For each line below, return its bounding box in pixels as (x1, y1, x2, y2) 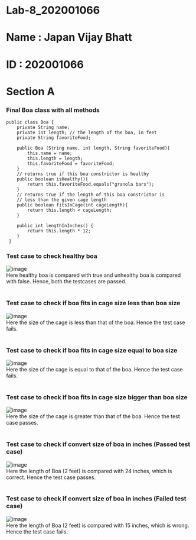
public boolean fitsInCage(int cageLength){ (17, 202, 128, 208)
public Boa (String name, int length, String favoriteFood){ (17, 145, 170, 151)
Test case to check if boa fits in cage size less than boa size (6, 299, 181, 308)
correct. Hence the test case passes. (6, 474, 96, 481)
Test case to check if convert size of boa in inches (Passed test (6, 440, 191, 448)
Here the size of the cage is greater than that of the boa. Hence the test (6, 413, 180, 420)
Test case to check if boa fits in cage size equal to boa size (6, 346, 178, 354)
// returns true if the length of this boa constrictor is (17, 192, 165, 198)
